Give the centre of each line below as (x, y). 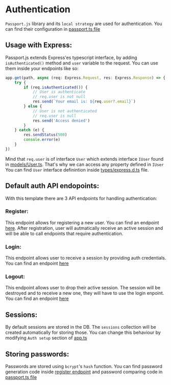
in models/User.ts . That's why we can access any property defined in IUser (85, 164)
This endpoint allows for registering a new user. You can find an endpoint (82, 222)
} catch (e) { (29, 130)
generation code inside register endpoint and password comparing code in (84, 372)
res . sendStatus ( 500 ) (45, 135)
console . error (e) (42, 140)
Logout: (15, 276)
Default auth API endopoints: (52, 186)
